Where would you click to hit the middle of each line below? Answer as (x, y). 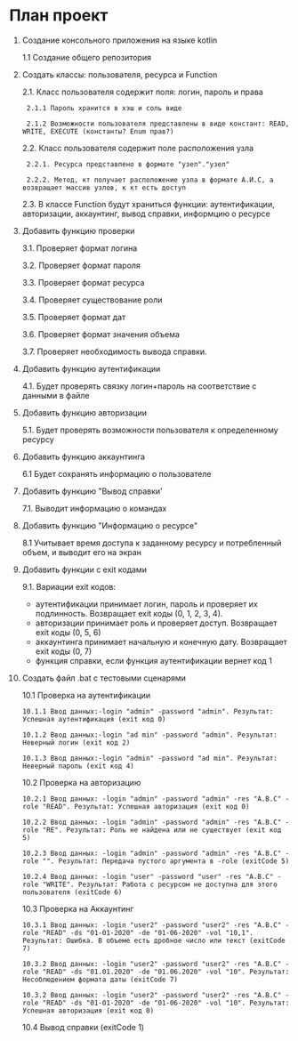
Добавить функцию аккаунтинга (83, 456)
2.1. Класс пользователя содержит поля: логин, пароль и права (143, 92)
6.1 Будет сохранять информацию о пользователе (117, 473)
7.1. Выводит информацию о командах (94, 508)
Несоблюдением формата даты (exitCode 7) (100, 980)
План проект (59, 16)
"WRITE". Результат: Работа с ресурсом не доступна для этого (160, 884)
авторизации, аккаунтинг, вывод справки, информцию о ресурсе (146, 214)
